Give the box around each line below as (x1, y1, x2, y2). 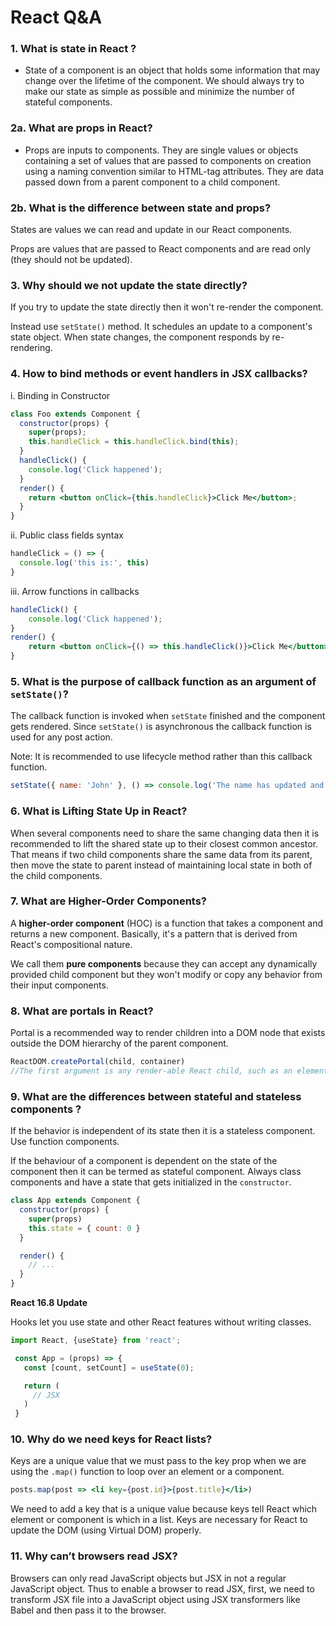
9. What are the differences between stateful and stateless (10, 1089, 302, 1103)
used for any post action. (10, 731, 113, 743)
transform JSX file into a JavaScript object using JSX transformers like (10, 1593, 301, 1605)
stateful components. (24, 96, 113, 108)
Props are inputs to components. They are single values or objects (24, 144, 299, 156)
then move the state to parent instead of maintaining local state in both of (10, 859, 313, 871)
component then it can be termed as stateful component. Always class (10, 1166, 302, 1178)
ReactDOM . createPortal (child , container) (10, 1057, 186, 1067)
